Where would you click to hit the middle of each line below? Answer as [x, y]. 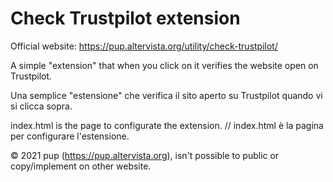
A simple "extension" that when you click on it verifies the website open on [164, 65]
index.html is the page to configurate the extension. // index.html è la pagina [167, 125]
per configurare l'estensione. [70, 136]
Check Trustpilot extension [125, 18]
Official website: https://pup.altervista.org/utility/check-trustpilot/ [144, 46]
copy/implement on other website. [81, 166]
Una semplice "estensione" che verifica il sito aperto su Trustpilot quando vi [166, 95]
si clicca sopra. [41, 106]
